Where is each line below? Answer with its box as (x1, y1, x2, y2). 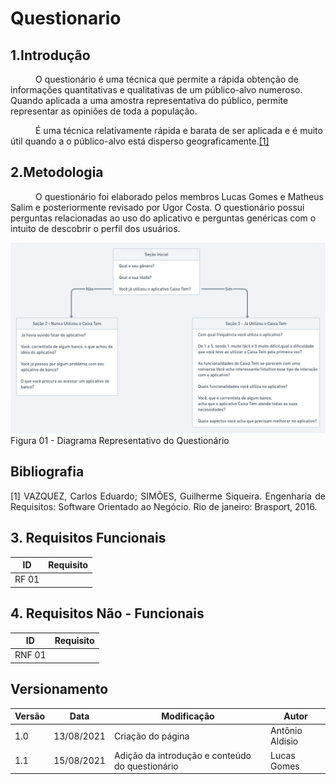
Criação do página (113, 730, 190, 742)
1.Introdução (10, 47, 91, 64)
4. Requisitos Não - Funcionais (10, 605, 205, 622)
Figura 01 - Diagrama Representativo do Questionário (10, 434, 230, 446)
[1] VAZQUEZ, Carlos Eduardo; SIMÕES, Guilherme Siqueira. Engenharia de (10, 490, 326, 502)
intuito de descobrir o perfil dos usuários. (10, 222, 181, 234)
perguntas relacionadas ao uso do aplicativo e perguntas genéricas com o (10, 212, 317, 224)
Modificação (161, 710, 215, 722)
